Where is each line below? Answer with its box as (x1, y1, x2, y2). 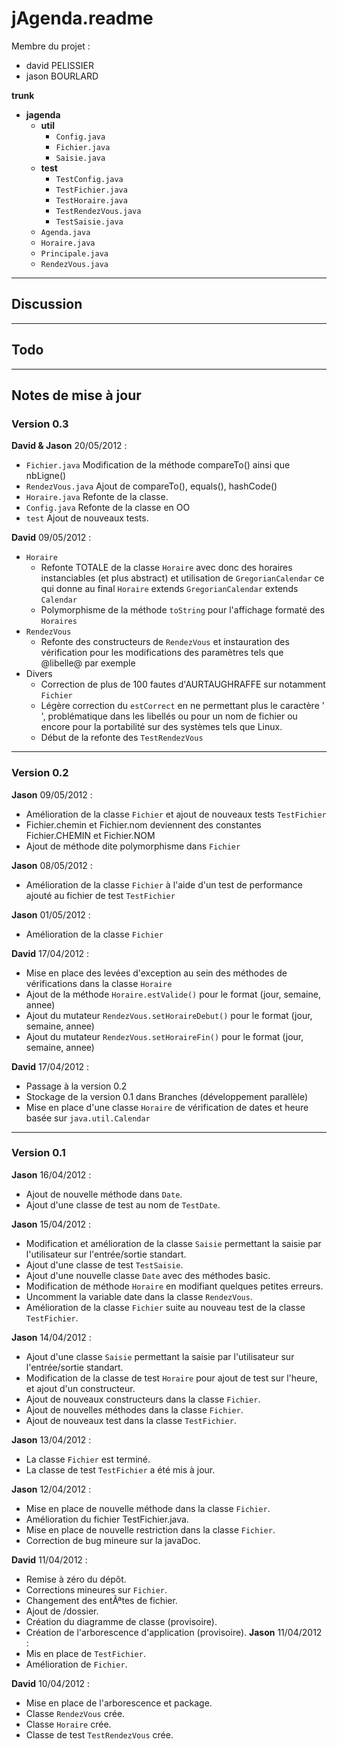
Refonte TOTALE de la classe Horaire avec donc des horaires (40, 562, 293, 574)
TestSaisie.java (55, 217, 124, 227)
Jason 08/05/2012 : (11, 859, 93, 871)
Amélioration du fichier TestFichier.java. (25, 1513, 189, 1525)
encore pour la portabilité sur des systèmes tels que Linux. (40, 721, 283, 733)
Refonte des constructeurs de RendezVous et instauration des (40, 636, 290, 648)
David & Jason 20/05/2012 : (11, 440, 128, 452)
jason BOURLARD (25, 70, 99, 82)
